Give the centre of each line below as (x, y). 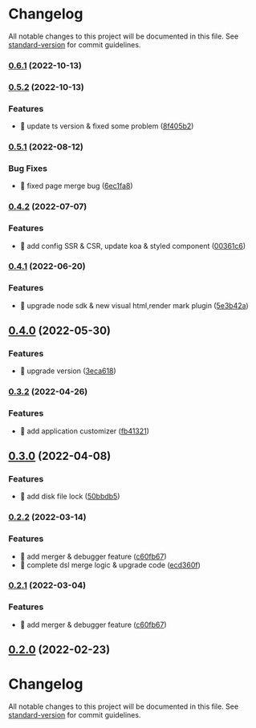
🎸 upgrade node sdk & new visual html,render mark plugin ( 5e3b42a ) (134, 305)
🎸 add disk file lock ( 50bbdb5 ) (70, 496)
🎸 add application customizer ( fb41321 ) (85, 431)
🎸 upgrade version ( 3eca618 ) (68, 371)
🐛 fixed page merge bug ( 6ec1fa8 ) (77, 186)
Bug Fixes (28, 168)
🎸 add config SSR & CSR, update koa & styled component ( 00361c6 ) (133, 246)
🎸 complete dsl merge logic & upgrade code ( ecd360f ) (110, 565)
